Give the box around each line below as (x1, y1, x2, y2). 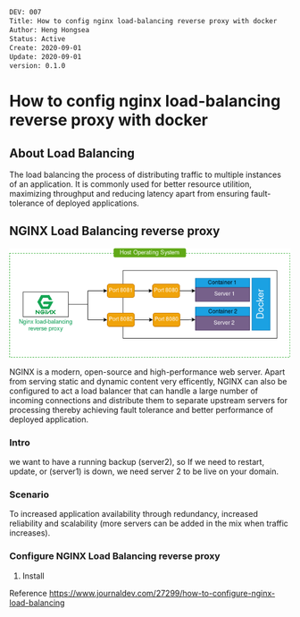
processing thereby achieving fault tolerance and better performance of (9, 404, 274, 415)
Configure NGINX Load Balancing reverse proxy (9, 550, 221, 562)
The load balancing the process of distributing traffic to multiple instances (9, 169, 281, 180)
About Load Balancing (9, 146, 136, 161)
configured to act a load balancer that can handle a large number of (9, 385, 259, 396)
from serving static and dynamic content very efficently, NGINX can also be (9, 376, 287, 386)
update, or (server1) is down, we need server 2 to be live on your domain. (9, 466, 279, 477)
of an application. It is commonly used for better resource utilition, (9, 179, 252, 190)
